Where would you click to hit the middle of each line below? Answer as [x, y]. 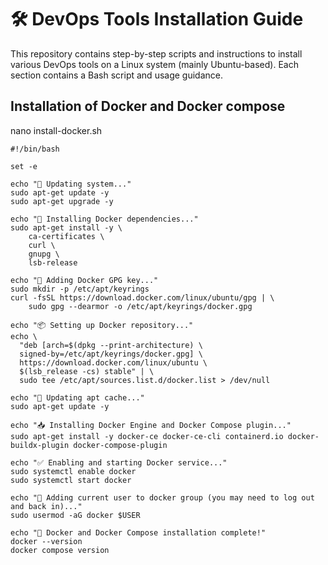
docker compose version [60, 550]
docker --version [46, 541]
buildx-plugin [40, 445]
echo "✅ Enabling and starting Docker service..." [119, 462]
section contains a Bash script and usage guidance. [116, 75]
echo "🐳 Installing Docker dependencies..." [104, 219]
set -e [24, 166]
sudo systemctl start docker [71, 480]
